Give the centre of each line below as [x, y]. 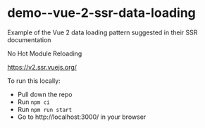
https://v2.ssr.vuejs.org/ [42, 67]
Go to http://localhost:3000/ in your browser [82, 117]
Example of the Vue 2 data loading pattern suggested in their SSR [103, 32]
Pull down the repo [45, 94]
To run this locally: [34, 81]
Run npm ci [34, 102]
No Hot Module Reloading [45, 53]
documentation [29, 39]
